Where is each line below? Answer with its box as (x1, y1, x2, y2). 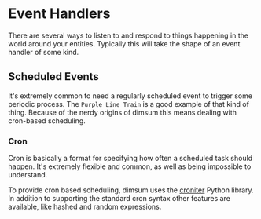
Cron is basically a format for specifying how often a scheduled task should (8, 154, 253, 163)
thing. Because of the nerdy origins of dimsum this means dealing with (8, 108, 237, 117)
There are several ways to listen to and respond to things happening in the (8, 31, 249, 40)
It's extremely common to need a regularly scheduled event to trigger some (8, 91, 253, 100)
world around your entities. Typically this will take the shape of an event (8, 38, 241, 48)
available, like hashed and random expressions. (8, 202, 162, 212)
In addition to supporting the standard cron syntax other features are (8, 194, 230, 203)
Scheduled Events (8, 70, 100, 83)
